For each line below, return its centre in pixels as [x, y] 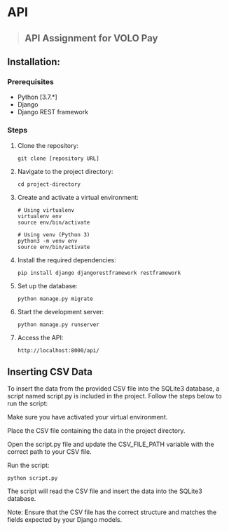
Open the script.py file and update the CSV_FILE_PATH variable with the [111, 444]
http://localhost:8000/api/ [58, 350]
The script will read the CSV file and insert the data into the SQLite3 [105, 491]
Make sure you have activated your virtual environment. [88, 417]
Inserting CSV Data [50, 371]
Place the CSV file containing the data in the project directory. [96, 431]
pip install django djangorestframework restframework [99, 273]
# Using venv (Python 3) [54, 235]
